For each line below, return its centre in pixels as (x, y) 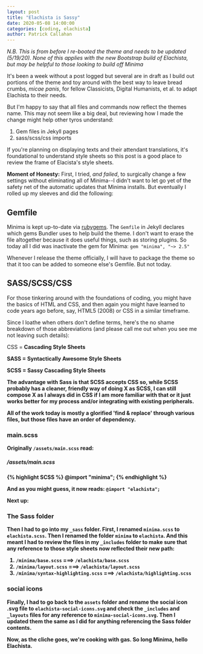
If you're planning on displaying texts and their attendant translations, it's (98, 150)
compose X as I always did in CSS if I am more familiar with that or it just (99, 395)
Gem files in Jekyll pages (47, 132)
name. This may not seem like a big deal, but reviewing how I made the (95, 114)
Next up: (18, 501)
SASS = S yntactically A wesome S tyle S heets (64, 358)
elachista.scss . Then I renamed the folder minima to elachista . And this (97, 536)
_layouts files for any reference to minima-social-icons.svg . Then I (91, 615)
